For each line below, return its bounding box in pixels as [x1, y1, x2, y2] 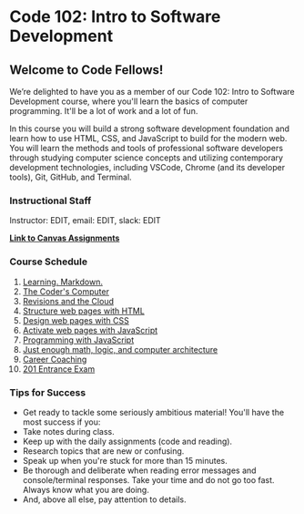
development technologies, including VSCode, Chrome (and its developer [9, 162, 285, 172]
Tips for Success [9, 385, 86, 398]
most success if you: [22, 416, 101, 427]
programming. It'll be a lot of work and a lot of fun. [9, 106, 198, 116]
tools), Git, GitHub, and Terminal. [9, 171, 132, 182]
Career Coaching [22, 354, 87, 365]
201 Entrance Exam [22, 363, 96, 375]
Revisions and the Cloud [22, 295, 114, 306]
